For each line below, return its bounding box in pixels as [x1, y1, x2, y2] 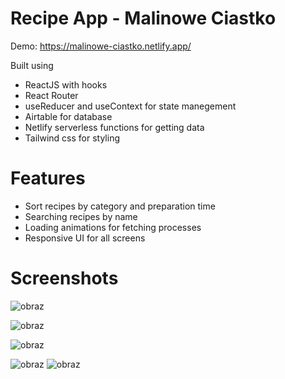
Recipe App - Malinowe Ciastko [10, 7, 277, 30]
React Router [24, 89, 79, 101]
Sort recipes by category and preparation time [24, 200, 216, 212]
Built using [10, 59, 54, 71]
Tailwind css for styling [24, 132, 120, 144]
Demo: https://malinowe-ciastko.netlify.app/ [10, 40, 192, 52]
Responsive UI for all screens [24, 232, 146, 244]
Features [10, 167, 86, 190]
